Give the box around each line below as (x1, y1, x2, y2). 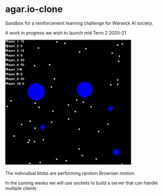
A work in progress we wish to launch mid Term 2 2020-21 (5, 30, 127, 36)
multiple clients (5, 185, 37, 191)
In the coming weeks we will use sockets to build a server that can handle (5, 179, 158, 186)
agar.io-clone (5, 4, 63, 15)
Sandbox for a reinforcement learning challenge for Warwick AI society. (5, 20, 153, 26)
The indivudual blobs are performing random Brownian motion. (5, 170, 136, 176)
